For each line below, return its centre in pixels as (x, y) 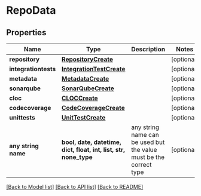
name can (145, 135)
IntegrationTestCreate (94, 69)
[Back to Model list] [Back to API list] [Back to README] (75, 187)
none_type (77, 157)
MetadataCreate (86, 79)
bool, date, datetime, (92, 142)
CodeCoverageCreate (93, 108)
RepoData (31, 10)
